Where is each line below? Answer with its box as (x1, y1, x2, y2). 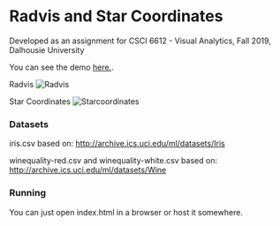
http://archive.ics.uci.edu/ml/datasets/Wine (9, 165, 167, 176)
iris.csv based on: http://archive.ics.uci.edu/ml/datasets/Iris (9, 139, 225, 149)
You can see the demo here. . (9, 62, 114, 72)
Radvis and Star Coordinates (9, 6, 223, 26)
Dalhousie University (9, 44, 85, 55)
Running (9, 187, 47, 200)
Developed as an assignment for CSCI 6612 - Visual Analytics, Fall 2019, (9, 35, 272, 46)
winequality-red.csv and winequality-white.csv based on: (9, 155, 218, 166)
